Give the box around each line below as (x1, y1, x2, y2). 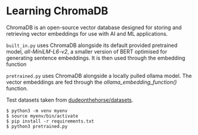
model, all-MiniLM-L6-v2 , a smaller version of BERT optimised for (6, 48, 168, 55)
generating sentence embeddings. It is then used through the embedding (6, 54, 186, 61)
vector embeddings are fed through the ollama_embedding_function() (6, 79, 177, 86)
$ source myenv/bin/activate (6, 113, 78, 119)
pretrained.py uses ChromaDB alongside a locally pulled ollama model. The (6, 72, 192, 79)
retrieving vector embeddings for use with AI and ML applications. (6, 30, 168, 37)
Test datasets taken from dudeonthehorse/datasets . (6, 96, 134, 103)
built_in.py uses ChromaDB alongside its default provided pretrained (6, 42, 178, 49)
